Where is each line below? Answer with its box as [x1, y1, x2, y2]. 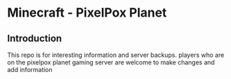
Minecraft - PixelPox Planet [7, 5, 167, 21]
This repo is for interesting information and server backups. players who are [7, 51, 225, 59]
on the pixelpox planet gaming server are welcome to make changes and [7, 58, 215, 67]
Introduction [7, 33, 62, 44]
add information [7, 66, 53, 73]
